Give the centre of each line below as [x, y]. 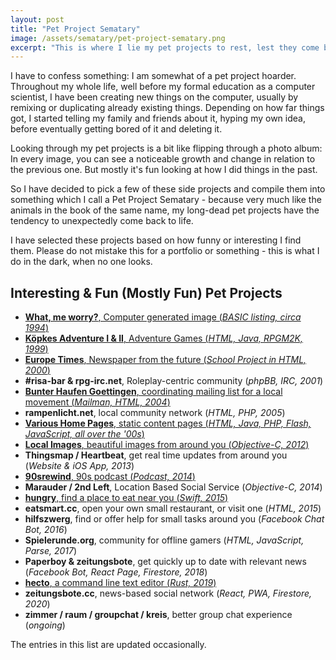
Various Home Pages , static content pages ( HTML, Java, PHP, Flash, [168, 423]
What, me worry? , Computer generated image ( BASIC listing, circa [163, 317]
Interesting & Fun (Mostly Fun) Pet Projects [146, 292]
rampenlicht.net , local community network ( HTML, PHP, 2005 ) [155, 413]
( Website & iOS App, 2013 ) [79, 466]
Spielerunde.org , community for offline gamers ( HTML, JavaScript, [164, 540]
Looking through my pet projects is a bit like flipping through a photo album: [166, 148]
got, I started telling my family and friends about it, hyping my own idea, [158, 118]
